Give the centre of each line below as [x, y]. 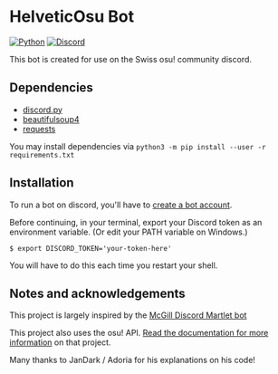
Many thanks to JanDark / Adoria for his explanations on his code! [133, 360]
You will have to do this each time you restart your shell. [114, 265]
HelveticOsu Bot [72, 17]
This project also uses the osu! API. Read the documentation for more [139, 333]
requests [39, 129]
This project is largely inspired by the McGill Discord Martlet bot [128, 315]
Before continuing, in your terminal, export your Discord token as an [136, 222]
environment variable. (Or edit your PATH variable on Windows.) [129, 232]
